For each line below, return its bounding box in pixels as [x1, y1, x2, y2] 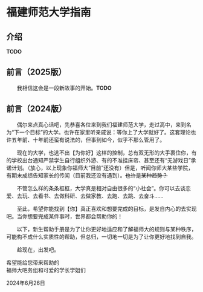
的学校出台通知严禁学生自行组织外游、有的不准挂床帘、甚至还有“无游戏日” [6, 156, 192, 164]
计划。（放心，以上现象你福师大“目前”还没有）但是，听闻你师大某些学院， [11, 164, 194, 171]
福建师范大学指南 [6, 5, 92, 19]
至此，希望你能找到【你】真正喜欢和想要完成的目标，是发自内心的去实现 [17, 205, 197, 212]
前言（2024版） [6, 104, 67, 114]
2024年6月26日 [6, 279, 45, 287]
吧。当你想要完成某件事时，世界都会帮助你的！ [6, 213, 123, 220]
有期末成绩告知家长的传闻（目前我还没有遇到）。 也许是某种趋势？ [6, 171, 168, 179]
